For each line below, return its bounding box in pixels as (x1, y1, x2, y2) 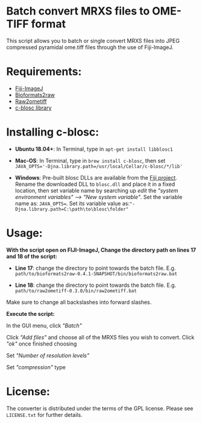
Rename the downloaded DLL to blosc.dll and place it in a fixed (14, 180, 175, 188)
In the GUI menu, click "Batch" (6, 322, 83, 329)
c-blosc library (14, 104, 52, 111)
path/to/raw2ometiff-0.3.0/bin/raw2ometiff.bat (14, 287, 137, 294)
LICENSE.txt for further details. (6, 411, 83, 418)
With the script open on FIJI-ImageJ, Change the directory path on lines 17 (6, 246, 197, 254)
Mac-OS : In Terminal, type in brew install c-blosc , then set (14, 157, 166, 164)
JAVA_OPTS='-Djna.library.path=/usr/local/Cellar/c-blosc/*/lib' (14, 163, 183, 169)
